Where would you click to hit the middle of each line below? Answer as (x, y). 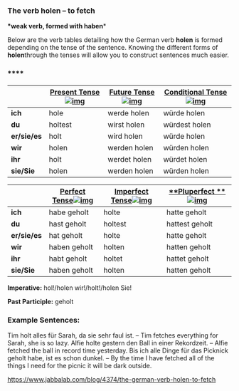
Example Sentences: (44, 320)
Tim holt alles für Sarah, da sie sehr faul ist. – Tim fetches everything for (113, 335)
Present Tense (75, 92)
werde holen (128, 113)
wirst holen (126, 125)
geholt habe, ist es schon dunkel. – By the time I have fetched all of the (111, 358)
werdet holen (129, 159)
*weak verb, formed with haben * (57, 26)
